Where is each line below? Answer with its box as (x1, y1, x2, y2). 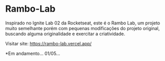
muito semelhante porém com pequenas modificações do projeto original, (5, 25, 160, 31)
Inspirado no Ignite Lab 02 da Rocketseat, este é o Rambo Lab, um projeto (5, 20, 160, 26)
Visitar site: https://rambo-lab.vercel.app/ (5, 40, 92, 46)
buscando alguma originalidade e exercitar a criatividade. (5, 30, 125, 37)
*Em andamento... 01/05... (5, 50, 60, 56)
